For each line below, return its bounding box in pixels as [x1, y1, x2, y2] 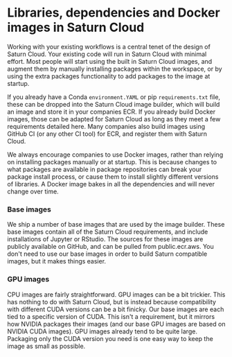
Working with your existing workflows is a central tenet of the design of [7, 42, 211, 51]
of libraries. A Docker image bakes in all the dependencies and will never [7, 180, 215, 188]
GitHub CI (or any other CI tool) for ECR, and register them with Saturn [7, 130, 208, 138]
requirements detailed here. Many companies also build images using [7, 122, 206, 130]
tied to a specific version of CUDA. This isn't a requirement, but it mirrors [7, 312, 215, 320]
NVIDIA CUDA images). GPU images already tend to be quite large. [7, 327, 197, 336]
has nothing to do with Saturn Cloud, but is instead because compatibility [7, 297, 217, 306]
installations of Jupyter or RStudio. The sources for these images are [7, 235, 204, 243]
